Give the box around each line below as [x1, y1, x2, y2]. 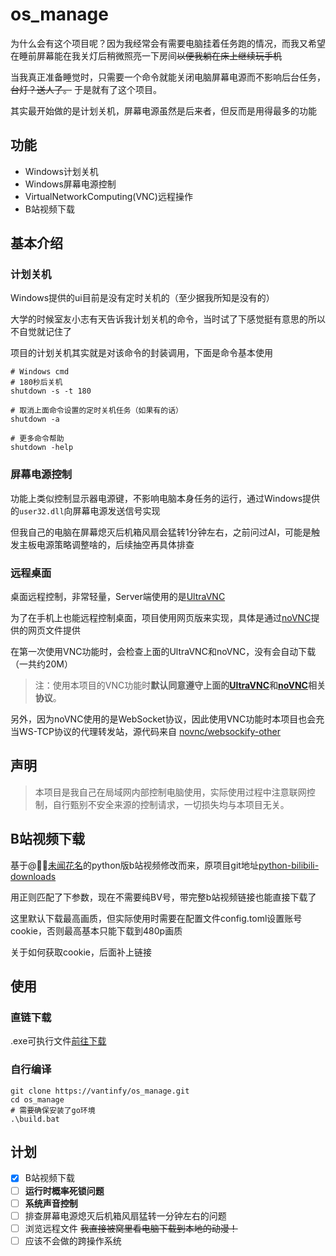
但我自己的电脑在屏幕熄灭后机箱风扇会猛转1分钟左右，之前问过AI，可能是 [10, 526, 312, 538]
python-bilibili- [258, 859, 320, 871]
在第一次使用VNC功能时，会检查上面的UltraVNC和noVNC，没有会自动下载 [10, 646, 317, 658]
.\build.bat [10, 1114, 60, 1124]
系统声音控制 [24, 1197, 78, 1209]
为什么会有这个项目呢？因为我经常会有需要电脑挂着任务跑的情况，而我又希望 [10, 37, 326, 49]
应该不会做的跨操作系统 [24, 1234, 122, 1247]
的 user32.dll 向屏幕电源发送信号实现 [10, 504, 161, 517]
